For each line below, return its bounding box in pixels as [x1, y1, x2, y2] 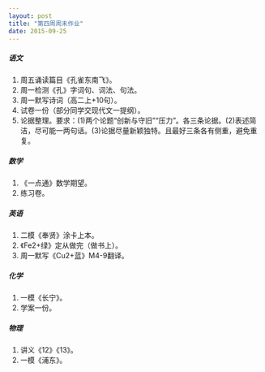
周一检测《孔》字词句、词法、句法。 [19, 85, 142, 95]
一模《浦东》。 [19, 355, 67, 366]
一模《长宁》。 [19, 293, 67, 303]
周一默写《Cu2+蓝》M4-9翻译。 [19, 251, 129, 261]
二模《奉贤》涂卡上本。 [19, 231, 99, 240]
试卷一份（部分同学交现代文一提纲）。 [19, 106, 145, 115]
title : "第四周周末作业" [8, 19, 83, 28]
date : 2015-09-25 [8, 27, 67, 35]
